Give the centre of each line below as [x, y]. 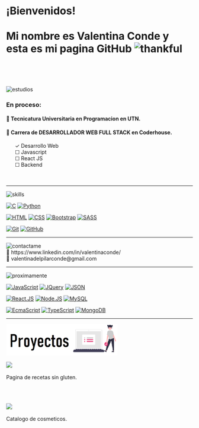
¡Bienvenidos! [41, 11]
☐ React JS [29, 158]
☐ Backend [28, 164]
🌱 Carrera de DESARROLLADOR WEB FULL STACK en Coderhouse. [89, 132]
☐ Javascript [31, 152]
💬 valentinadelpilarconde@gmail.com [52, 258]
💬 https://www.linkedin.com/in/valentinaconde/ [64, 252]
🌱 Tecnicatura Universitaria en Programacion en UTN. [73, 119]
